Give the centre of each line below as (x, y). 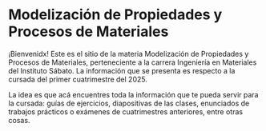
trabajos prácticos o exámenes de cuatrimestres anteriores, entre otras (125, 111)
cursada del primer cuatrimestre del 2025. (78, 79)
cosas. (19, 120)
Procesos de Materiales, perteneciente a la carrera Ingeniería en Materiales (133, 62)
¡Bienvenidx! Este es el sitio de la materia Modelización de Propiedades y (129, 54)
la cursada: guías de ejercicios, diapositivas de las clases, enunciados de (129, 103)
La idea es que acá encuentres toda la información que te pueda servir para (133, 94)
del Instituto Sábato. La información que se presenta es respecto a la (122, 70)
